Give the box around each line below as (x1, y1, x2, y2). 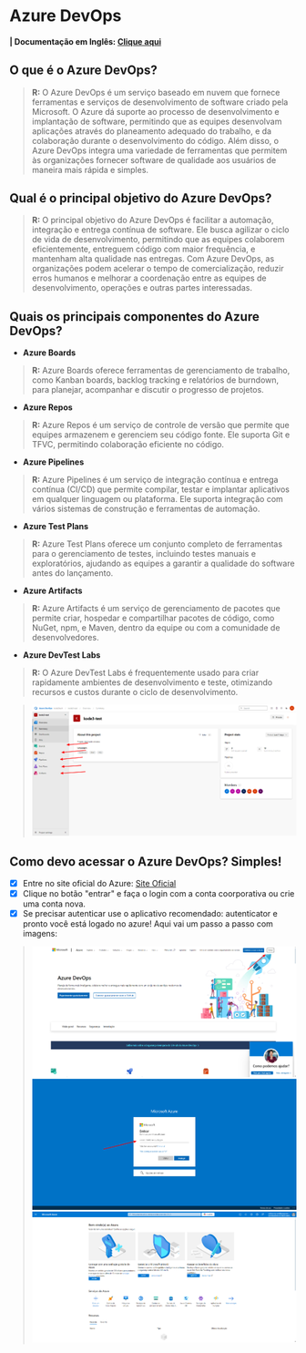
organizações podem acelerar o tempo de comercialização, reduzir (31, 263, 284, 274)
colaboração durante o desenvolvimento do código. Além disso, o (31, 135, 280, 146)
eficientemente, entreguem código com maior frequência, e (31, 243, 256, 255)
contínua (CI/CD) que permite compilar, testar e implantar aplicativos (31, 484, 290, 495)
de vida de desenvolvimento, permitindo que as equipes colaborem (31, 234, 285, 245)
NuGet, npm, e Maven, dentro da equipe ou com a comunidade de (31, 622, 280, 633)
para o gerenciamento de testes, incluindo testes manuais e (31, 548, 257, 559)
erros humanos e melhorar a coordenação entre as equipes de (31, 272, 267, 283)
